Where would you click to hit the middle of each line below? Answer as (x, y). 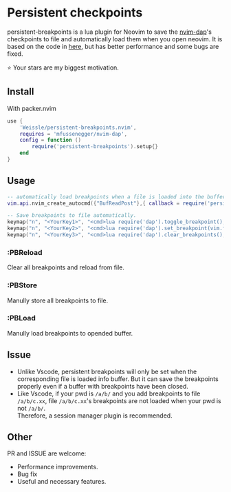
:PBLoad (22, 318)
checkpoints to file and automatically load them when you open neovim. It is (115, 39)
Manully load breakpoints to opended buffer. (70, 333)
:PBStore (22, 285)
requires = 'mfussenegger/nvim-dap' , (74, 134)
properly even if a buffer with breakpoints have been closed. (103, 386)
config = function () (50, 140)
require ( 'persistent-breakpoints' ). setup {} (95, 147)
